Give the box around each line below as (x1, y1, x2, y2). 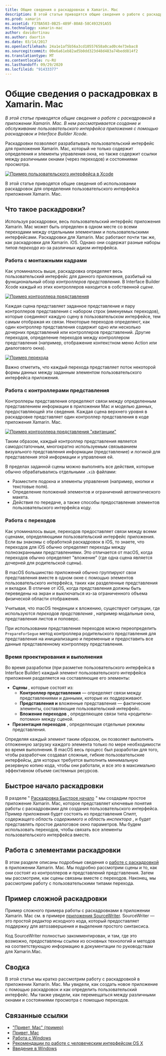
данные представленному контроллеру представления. (5, 641, 124, 647)
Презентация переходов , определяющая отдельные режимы (12, 721, 145, 727)
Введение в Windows (12, 1046, 57, 1051)
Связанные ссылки (5, 1011, 68, 1020)
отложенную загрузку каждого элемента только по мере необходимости (5, 741, 161, 747)
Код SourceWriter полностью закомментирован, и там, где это (5, 933, 137, 939)
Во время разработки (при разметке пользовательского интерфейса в (5, 664, 155, 670)
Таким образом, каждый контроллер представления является (5, 438, 137, 445)
